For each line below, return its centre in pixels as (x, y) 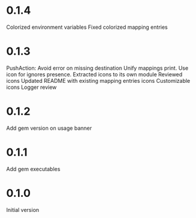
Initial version (23, 210)
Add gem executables (33, 169)
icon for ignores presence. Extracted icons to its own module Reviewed (94, 74)
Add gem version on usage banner (49, 128)
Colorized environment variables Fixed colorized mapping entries (87, 27)
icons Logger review (32, 87)
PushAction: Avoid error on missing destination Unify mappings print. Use (97, 68)
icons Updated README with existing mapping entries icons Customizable (98, 80)
